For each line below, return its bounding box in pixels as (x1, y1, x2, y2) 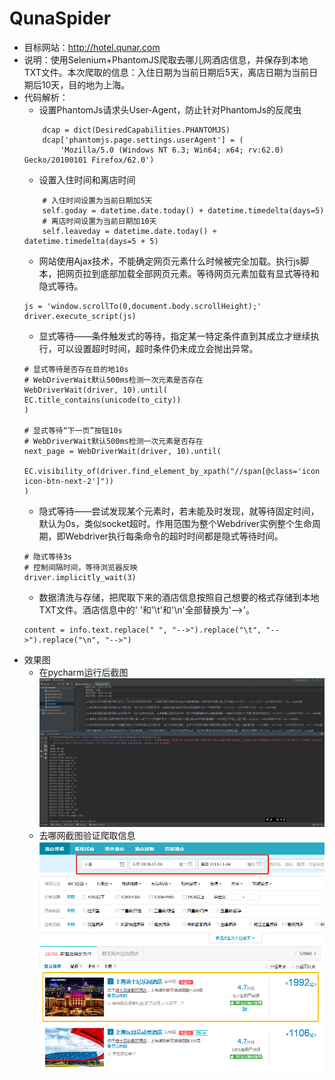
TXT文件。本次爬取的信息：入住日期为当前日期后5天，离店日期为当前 (23, 66, 310, 78)
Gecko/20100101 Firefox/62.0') (23, 155, 155, 165)
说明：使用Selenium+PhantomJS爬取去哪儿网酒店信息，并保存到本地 (23, 53, 309, 66)
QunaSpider (9, 7, 112, 30)
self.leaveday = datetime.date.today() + (42, 226, 217, 236)
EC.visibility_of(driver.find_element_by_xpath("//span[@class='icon (23, 466, 321, 476)
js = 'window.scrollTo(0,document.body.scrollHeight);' (23, 301, 262, 311)
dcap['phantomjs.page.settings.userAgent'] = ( (42, 135, 244, 145)
